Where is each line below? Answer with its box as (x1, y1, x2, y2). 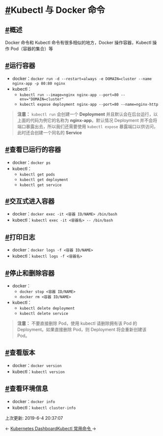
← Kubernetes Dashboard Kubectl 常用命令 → (5, 425, 97, 431)
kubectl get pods (19, 172, 55, 177)
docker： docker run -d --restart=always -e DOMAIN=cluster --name (12, 75, 152, 81)
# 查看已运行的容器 (5, 146, 61, 154)
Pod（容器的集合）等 (10, 46, 53, 52)
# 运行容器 (5, 62, 35, 70)
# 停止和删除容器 (5, 269, 55, 277)
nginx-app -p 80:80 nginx (12, 81, 65, 86)
